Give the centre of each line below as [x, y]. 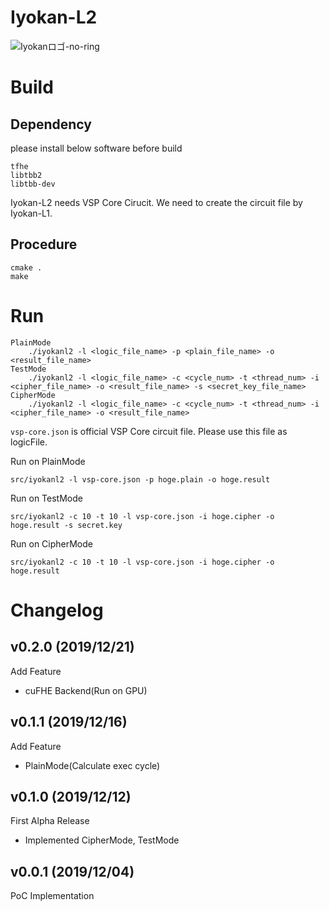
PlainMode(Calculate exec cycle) [92, 765]
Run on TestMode [46, 498]
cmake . [26, 267]
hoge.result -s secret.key [66, 525]
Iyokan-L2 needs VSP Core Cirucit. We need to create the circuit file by [156, 202]
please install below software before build [96, 148]
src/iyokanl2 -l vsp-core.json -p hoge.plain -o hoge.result [140, 479]
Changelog [57, 610]
